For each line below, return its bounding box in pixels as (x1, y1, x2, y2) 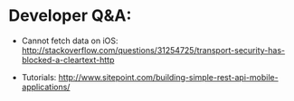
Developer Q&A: (8, 5, 132, 26)
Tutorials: (21, 71, 57, 82)
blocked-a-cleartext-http (21, 54, 115, 65)
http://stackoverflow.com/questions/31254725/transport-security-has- (21, 44, 286, 55)
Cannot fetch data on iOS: (21, 35, 119, 46)
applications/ (21, 81, 71, 92)
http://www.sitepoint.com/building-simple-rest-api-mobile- (58, 71, 279, 82)
